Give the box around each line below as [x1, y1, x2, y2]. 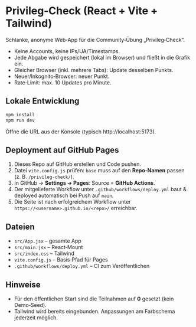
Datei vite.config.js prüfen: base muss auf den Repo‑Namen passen [14, 167, 185, 174]
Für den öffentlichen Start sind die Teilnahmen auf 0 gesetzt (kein [14, 295, 174, 302]
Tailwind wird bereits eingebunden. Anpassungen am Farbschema [14, 308, 175, 315]
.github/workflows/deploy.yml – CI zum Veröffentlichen [14, 263, 150, 270]
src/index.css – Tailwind [14, 250, 75, 257]
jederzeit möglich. [14, 314, 58, 321]
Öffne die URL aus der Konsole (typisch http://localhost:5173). [5, 128, 156, 135]
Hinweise [5, 279, 41, 290]
